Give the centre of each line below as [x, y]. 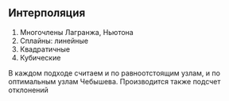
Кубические [40, 57]
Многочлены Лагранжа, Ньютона [76, 32]
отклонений [29, 90]
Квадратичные [45, 49]
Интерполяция [47, 13]
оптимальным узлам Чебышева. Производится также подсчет [114, 81]
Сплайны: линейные [54, 41]
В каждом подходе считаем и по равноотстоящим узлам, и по [114, 73]
